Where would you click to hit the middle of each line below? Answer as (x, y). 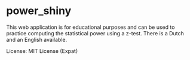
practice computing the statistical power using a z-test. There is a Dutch (95, 33)
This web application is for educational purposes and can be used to (91, 27)
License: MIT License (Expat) (42, 51)
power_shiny (39, 11)
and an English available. (37, 39)
